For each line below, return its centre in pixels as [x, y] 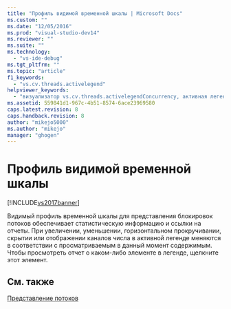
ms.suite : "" [26, 45]
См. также [31, 282]
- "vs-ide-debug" [38, 58]
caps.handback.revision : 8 [46, 116]
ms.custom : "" [27, 20]
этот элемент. [27, 260]
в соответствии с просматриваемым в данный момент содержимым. [110, 246]
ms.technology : [29, 52]
